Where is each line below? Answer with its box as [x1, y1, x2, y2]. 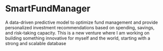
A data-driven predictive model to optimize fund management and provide [5, 19, 158, 25]
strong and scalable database [5, 40, 66, 46]
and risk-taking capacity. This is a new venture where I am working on [5, 30, 150, 36]
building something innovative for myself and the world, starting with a [5, 35, 150, 41]
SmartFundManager [5, 3, 91, 14]
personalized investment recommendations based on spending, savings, [5, 24, 155, 30]
